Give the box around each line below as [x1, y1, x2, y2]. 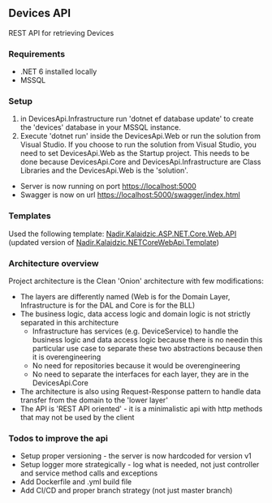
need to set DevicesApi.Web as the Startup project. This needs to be [19, 148, 250, 158]
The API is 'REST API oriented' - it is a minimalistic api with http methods [19, 404, 263, 413]
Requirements [8, 48, 66, 59]
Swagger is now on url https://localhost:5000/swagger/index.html [19, 190, 241, 200]
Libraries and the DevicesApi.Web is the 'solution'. [19, 166, 188, 175]
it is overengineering [32, 352, 101, 362]
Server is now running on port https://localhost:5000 [19, 182, 196, 191]
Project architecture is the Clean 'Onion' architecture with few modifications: [8, 276, 264, 286]
